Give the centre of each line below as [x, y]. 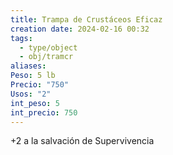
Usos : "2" [31, 94]
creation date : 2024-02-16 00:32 [80, 29]
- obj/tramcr [46, 57]
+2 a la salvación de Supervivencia [82, 141]
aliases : [28, 66]
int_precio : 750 [44, 112]
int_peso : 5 [35, 103]
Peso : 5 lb [33, 76]
